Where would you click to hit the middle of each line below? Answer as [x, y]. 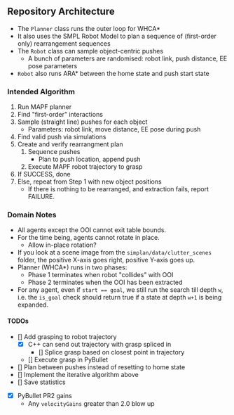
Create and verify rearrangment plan [70, 144]
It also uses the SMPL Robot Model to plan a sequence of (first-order [117, 36]
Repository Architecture [61, 12]
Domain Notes [32, 215]
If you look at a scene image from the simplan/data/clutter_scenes [115, 253]
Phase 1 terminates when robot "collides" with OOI [101, 275]
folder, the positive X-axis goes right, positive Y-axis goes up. [106, 260]
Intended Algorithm [41, 91]
